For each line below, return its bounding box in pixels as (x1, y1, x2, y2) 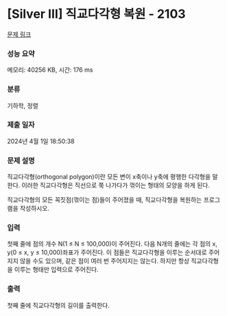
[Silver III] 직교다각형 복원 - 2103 (7, 6, 187, 22)
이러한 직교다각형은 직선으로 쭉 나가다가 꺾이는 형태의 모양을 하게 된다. (21, 181, 211, 189)
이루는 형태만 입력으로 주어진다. (14, 265, 99, 274)
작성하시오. (19, 205, 50, 213)
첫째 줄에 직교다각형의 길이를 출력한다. (7, 301, 110, 309)
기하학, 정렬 (7, 101, 39, 109)
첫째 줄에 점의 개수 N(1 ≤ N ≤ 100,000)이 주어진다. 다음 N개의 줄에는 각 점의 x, (7, 240, 218, 248)
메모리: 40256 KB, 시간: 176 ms (7, 66, 93, 74)
